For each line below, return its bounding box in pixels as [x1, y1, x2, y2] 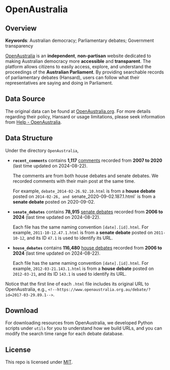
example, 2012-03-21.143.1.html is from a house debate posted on [12, 265, 154, 272]
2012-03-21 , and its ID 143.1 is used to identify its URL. [12, 270, 127, 277]
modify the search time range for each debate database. [5, 331, 124, 337]
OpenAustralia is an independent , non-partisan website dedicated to [5, 53, 151, 59]
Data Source [5, 94, 45, 103]
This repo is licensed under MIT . [5, 359, 73, 365]
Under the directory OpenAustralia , [5, 147, 79, 154]
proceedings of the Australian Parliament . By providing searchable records [5, 69, 164, 75]
